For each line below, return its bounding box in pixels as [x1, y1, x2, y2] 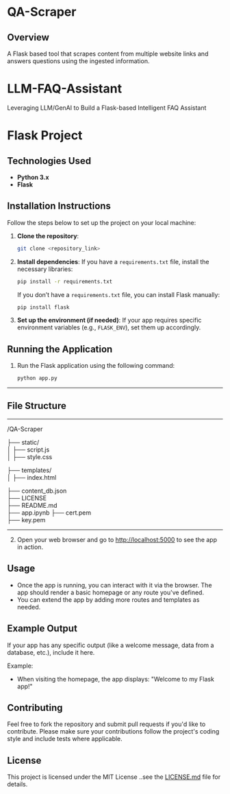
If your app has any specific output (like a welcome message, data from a [7, 641, 214, 649]
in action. [16, 543, 43, 551]
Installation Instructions [7, 200, 112, 212]
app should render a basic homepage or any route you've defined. [16, 588, 204, 596]
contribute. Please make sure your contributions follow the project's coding [7, 727, 220, 736]
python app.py [16, 375, 57, 382]
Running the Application [7, 343, 113, 355]
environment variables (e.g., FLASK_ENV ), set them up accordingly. [16, 323, 201, 331]
